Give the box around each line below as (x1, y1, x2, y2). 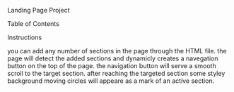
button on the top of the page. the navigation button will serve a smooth (7, 62, 217, 70)
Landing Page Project (7, 6, 70, 14)
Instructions (7, 33, 42, 41)
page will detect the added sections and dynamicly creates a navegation (7, 54, 218, 63)
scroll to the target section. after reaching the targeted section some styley (7, 70, 226, 77)
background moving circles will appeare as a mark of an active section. (7, 77, 215, 85)
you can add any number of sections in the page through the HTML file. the (7, 47, 228, 55)
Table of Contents (7, 20, 60, 27)
